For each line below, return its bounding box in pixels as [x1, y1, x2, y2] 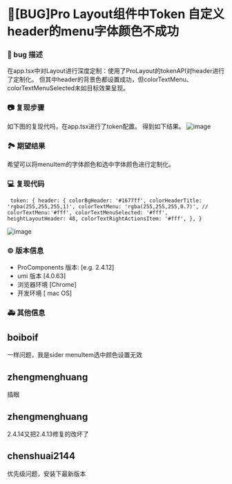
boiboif [7, 332, 39, 343]
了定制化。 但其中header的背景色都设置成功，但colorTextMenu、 [7, 75, 193, 83]
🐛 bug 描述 [7, 50, 43, 59]
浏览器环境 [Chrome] [17, 280, 77, 288]
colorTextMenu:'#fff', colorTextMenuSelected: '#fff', [7, 210, 168, 216]
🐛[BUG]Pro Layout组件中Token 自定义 [7, 6, 225, 22]
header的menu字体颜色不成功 [7, 23, 180, 39]
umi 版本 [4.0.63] [17, 272, 66, 280]
